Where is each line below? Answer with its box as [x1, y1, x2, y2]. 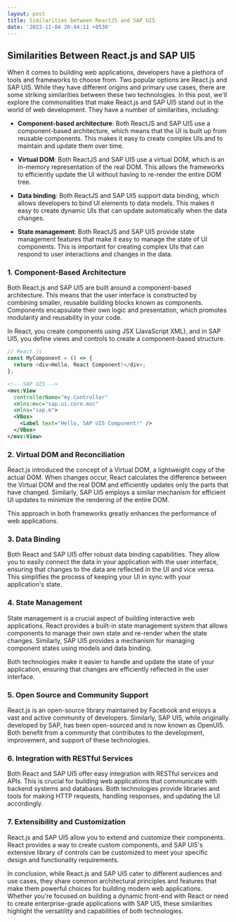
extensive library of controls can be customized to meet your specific [7, 848, 209, 856]
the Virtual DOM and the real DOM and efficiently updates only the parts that [7, 480, 229, 490]
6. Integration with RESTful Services [7, 753, 133, 763]
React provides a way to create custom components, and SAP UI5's [7, 840, 203, 849]
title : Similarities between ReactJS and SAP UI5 [7, 17, 156, 24]
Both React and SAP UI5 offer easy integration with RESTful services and [7, 769, 218, 778]
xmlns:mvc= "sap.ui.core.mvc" [13, 400, 99, 407]
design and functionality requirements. [7, 855, 119, 864]
